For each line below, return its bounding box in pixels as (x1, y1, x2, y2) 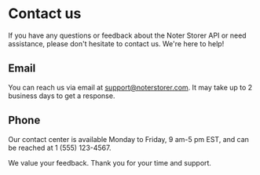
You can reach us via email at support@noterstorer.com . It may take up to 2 (8, 82, 253, 92)
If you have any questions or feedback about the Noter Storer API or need (8, 31, 247, 40)
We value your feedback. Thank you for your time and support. (8, 158, 212, 167)
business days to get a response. (8, 91, 115, 100)
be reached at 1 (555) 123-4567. (8, 143, 112, 152)
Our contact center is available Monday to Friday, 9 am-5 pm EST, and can (8, 134, 250, 144)
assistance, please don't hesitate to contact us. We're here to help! (8, 38, 225, 48)
